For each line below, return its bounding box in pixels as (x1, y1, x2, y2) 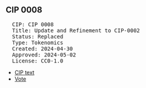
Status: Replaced (12, 33, 64, 40)
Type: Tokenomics (12, 39, 64, 46)
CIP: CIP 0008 (12, 21, 54, 28)
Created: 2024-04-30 (12, 45, 73, 52)
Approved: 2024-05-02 (12, 51, 76, 58)
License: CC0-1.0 (12, 57, 64, 64)
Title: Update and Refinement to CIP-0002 (12, 27, 141, 34)
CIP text (14, 69, 35, 76)
